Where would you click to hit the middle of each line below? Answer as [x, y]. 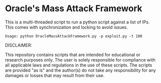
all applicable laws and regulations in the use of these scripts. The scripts [79, 65]
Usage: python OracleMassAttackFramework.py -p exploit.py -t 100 [74, 36]
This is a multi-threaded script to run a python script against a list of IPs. [77, 22]
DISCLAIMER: [19, 45]
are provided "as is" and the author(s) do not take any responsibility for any [80, 70]
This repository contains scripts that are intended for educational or [73, 55]
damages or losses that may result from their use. [55, 75]
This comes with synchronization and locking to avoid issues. [66, 27]
